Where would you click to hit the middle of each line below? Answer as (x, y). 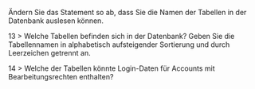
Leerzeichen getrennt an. (49, 53)
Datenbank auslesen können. (56, 21)
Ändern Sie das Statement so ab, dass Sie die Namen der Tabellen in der (127, 12)
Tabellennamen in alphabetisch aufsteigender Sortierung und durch (119, 44)
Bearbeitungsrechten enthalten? (61, 77)
